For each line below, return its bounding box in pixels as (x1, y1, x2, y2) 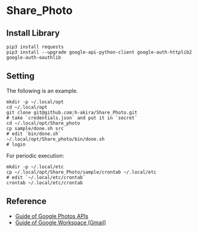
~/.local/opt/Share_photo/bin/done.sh (6, 136, 105, 142)
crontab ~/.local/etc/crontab (6, 180, 83, 186)
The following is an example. (6, 87, 78, 94)
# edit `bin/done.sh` (6, 131, 62, 137)
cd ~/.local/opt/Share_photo (6, 120, 80, 126)
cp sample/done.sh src (6, 125, 64, 131)
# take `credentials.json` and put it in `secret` (6, 115, 138, 121)
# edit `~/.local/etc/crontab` (6, 174, 86, 180)
